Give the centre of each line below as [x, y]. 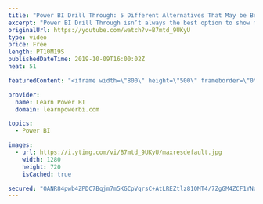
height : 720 [41, 167]
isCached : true [47, 174]
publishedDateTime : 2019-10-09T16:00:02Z [77, 60]
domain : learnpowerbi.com [58, 109]
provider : [24, 95]
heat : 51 [22, 67]
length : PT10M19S [36, 52]
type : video [27, 37]
